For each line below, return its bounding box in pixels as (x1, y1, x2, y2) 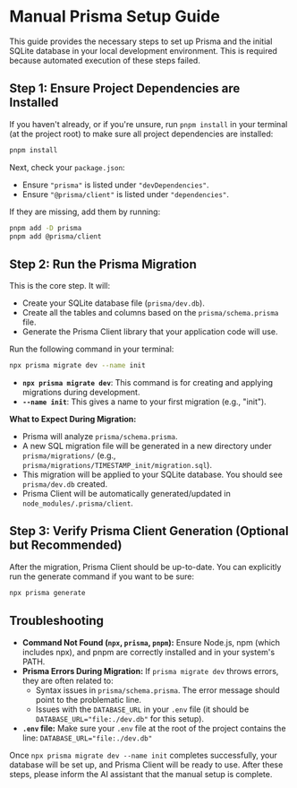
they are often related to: (21, 675, 114, 686)
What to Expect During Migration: (9, 414, 137, 425)
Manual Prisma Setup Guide (9, 6, 221, 27)
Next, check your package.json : (9, 161, 125, 172)
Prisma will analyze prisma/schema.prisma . (21, 431, 178, 442)
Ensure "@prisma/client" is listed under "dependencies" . (21, 188, 230, 199)
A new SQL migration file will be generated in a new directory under (21, 441, 273, 452)
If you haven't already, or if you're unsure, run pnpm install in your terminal (9, 118, 288, 129)
